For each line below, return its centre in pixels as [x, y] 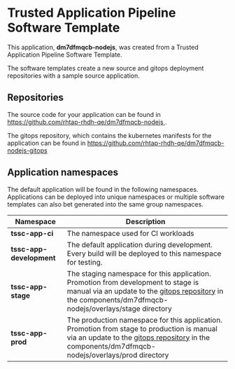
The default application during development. [140, 244]
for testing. [85, 262]
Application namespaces [63, 173]
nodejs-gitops [27, 150]
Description [145, 221]
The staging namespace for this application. [139, 273]
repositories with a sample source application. [73, 76]
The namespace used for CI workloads [130, 233]
